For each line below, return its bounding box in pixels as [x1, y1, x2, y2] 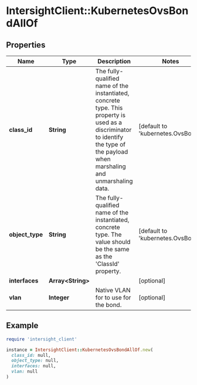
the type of [95, 141, 126, 148]
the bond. [95, 301, 122, 309]
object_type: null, [11, 357, 59, 364]
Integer [49, 294, 69, 301]
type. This [95, 104, 123, 112]
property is [95, 111, 126, 119]
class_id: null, [11, 352, 51, 358]
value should [95, 238, 131, 246]
